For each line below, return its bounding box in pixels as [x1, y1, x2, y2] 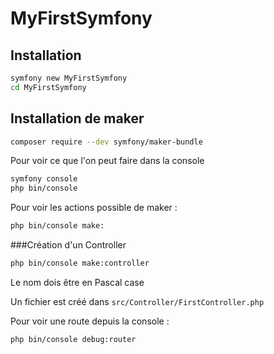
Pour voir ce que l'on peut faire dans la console [10, 155, 205, 167]
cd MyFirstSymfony [10, 82, 87, 92]
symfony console [10, 174, 78, 184]
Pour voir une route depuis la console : [10, 315, 170, 327]
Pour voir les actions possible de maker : [10, 202, 178, 214]
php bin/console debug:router [10, 334, 137, 344]
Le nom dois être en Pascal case [10, 276, 145, 288]
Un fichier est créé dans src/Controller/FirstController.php [10, 295, 265, 307]
